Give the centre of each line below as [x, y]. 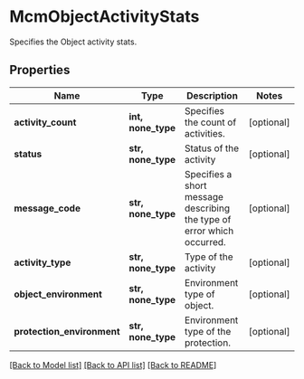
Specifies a [208, 174]
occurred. [205, 242]
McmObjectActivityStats [104, 17]
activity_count [45, 122]
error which [209, 231]
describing [207, 208]
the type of [208, 219]
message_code [47, 208]
